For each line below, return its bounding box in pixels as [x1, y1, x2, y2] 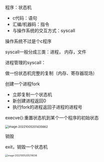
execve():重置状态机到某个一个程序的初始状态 [5, 115, 99, 120]
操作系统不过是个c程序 [5, 38, 51, 44]
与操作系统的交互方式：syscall [12, 28, 75, 34]
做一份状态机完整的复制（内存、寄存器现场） [5, 70, 97, 76]
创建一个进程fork [5, 81, 40, 87]
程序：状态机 [5, 5, 31, 10]
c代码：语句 [12, 15, 37, 21]
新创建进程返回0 [12, 98, 46, 104]
